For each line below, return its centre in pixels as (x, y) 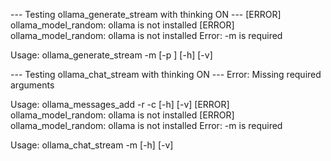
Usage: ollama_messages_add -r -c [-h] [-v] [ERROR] (120, 104)
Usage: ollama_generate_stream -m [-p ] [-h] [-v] (111, 55)
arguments (32, 85)
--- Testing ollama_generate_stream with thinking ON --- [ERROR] (146, 14)
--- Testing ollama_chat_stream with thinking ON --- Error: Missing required (166, 74)
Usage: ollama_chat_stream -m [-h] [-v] (92, 145)
